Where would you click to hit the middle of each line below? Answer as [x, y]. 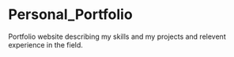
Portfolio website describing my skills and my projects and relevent [117, 36]
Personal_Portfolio [70, 15]
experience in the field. [45, 44]
